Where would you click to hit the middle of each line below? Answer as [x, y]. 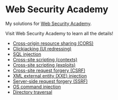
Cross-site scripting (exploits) [44, 65]
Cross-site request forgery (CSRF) [49, 70]
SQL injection [27, 54]
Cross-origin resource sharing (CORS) [53, 43]
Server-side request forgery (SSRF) [50, 81]
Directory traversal [32, 92]
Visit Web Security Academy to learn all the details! [60, 33]
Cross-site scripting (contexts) [45, 59]
